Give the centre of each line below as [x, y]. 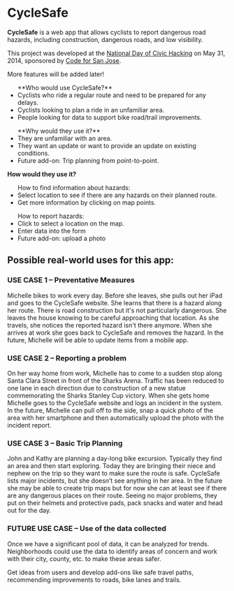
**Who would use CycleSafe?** [65, 87]
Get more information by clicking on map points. [87, 202]
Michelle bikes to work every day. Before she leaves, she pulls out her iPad [115, 295]
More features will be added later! [56, 74]
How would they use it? [42, 174]
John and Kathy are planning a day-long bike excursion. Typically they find [115, 458]
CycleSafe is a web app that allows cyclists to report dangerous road [107, 32]
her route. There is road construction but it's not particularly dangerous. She [117, 310]
